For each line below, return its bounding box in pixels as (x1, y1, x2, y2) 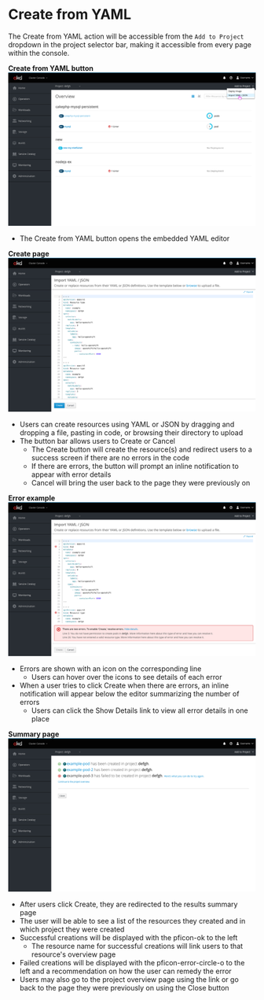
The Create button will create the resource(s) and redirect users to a (31, 445, 253, 454)
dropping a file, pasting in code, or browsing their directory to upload (19, 428, 244, 437)
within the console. (8, 48, 70, 57)
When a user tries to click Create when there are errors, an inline (19, 681, 229, 690)
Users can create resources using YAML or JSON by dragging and (19, 419, 235, 429)
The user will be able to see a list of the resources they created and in (19, 917, 246, 926)
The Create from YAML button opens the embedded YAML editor (19, 234, 230, 243)
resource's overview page (31, 950, 116, 959)
